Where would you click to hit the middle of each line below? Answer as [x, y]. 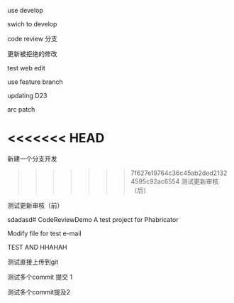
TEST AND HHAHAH [37, 247]
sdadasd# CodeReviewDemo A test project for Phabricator [93, 219]
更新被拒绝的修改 [32, 54]
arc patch [21, 109]
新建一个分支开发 [32, 159]
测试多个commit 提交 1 [40, 277]
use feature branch [35, 82]
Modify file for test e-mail [44, 233]
